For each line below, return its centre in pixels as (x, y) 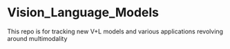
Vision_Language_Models (83, 13)
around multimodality (37, 38)
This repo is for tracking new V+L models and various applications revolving (115, 31)
